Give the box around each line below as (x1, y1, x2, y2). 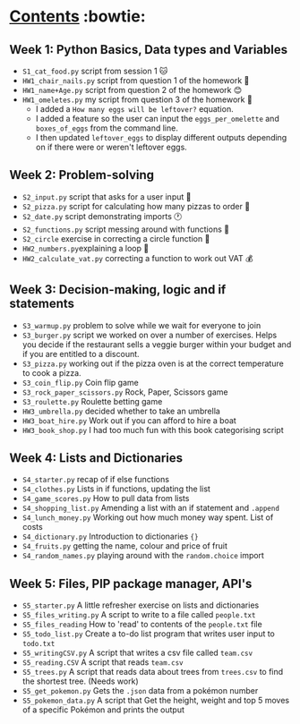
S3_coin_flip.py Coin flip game (21, 377, 139, 388)
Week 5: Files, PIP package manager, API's (9, 575, 253, 592)
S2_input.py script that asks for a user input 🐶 (21, 191, 192, 202)
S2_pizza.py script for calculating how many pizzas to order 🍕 (21, 200, 251, 211)
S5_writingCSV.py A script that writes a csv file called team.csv (21, 647, 253, 659)
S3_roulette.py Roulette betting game (21, 396, 163, 406)
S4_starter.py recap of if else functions (21, 474, 170, 485)
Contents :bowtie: (9, 6, 146, 27)
